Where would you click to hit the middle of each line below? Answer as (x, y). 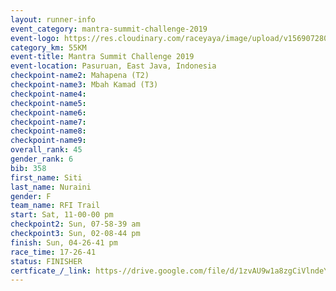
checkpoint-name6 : (48, 112)
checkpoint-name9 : (48, 141)
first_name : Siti (46, 177)
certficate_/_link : (51, 271)
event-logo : (35, 38)
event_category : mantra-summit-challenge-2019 (109, 29)
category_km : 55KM (48, 47)
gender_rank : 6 (42, 159)
